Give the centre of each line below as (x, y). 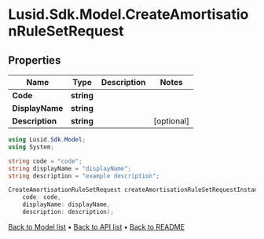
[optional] (171, 121)
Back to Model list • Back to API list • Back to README (96, 226)
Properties (35, 60)
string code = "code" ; (45, 161)
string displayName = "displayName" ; (70, 168)
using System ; (31, 147)
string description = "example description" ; (84, 176)
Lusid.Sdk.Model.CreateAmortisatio (128, 15)
